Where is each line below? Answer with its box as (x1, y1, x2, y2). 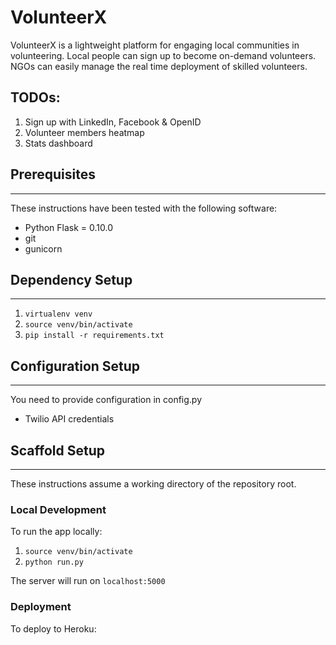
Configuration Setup (10, 357, 141, 375)
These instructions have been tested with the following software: (10, 202, 278, 214)
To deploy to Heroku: (10, 622, 97, 635)
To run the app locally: (10, 526, 103, 538)
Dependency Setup (10, 271, 133, 288)
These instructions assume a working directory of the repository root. (10, 478, 297, 490)
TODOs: (10, 89, 61, 106)
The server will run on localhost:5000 (10, 575, 166, 587)
